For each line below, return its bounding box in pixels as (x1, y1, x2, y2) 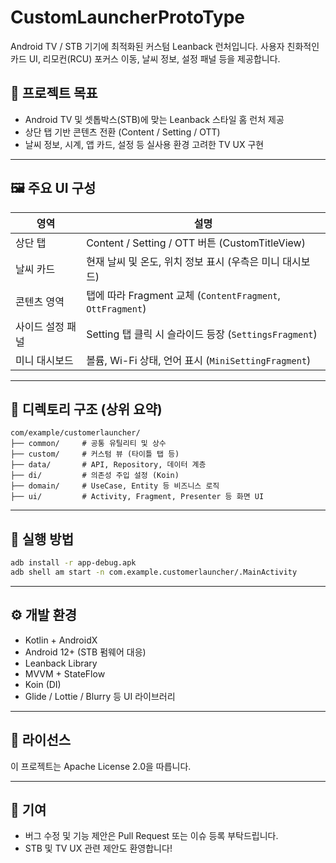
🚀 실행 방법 (10, 531, 75, 548)
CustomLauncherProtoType (10, 6, 246, 29)
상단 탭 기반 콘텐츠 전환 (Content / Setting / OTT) (24, 126, 221, 138)
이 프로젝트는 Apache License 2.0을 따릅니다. (10, 760, 192, 772)
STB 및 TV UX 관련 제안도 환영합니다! (24, 842, 173, 855)
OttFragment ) (86, 301, 147, 315)
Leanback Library (24, 657, 98, 669)
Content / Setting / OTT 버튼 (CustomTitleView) (86, 236, 306, 250)
